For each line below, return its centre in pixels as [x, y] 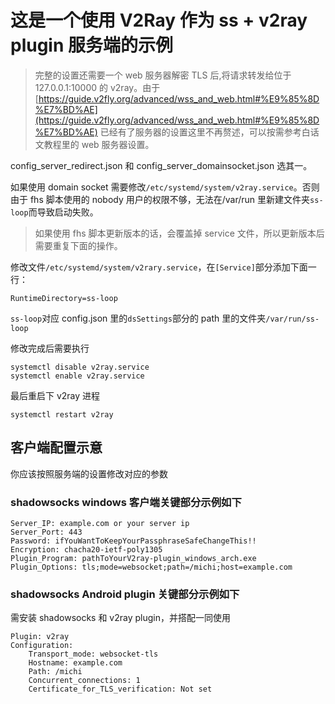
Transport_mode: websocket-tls [93, 654]
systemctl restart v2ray [62, 414]
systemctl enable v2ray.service [77, 376]
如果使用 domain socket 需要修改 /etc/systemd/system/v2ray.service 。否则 [165, 187]
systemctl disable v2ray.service [80, 367]
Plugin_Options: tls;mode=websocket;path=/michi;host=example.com [151, 567]
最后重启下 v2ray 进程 [55, 395]
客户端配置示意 [56, 447]
